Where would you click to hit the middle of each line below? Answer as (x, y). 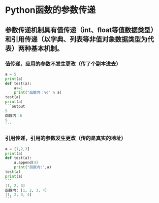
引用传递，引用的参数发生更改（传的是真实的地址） (66, 138)
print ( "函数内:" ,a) (33, 167)
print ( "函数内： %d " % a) (38, 93)
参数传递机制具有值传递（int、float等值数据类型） (81, 30)
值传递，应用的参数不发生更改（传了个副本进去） (63, 64)
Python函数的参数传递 (50, 10)
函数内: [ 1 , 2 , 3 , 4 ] (26, 190)
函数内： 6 (14, 116)
